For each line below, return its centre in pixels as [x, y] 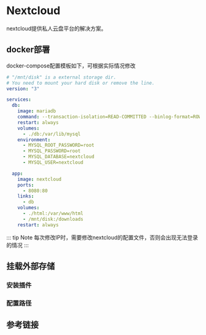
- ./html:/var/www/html [53, 214]
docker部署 [28, 50]
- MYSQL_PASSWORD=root [51, 151]
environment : [34, 140]
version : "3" [23, 89]
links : [26, 196]
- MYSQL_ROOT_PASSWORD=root [59, 145]
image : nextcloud [40, 179]
